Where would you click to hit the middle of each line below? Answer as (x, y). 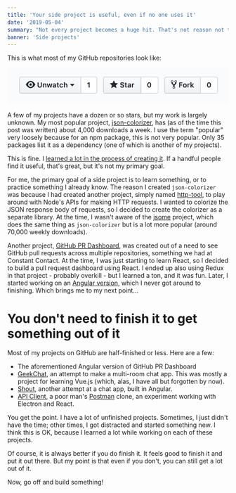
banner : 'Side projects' (44, 37)
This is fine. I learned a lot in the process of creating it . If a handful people (114, 158)
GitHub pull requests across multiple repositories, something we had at (110, 252)
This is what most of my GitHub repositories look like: (84, 58)
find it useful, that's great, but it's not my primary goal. (86, 166)
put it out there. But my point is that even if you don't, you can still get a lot (115, 461)
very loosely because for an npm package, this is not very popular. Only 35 (116, 137)
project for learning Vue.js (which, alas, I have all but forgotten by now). (121, 382)
